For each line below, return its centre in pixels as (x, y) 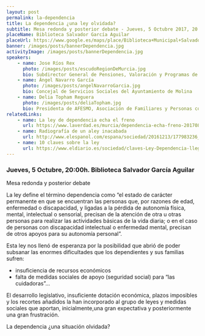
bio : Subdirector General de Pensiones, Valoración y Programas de (110, 75)
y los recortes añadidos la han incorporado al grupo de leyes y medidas (96, 301)
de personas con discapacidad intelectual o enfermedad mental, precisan (99, 227)
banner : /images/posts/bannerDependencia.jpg (65, 46)
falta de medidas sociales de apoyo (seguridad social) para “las (95, 277)
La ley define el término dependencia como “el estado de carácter (89, 195)
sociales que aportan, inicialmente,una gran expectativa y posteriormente (99, 308)
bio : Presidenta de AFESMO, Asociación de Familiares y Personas (107, 108)
